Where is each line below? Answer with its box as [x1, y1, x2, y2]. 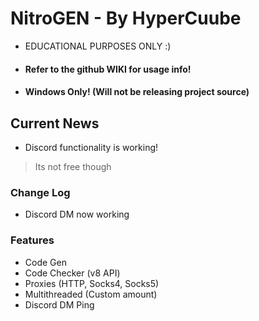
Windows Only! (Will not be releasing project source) [24, 86, 250, 98]
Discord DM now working [24, 208, 130, 221]
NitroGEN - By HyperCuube [10, 7, 242, 30]
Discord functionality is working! [24, 141, 159, 153]
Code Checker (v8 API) [24, 267, 121, 279]
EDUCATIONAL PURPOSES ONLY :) [24, 40, 172, 52]
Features [10, 233, 55, 247]
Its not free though [34, 160, 112, 172]
